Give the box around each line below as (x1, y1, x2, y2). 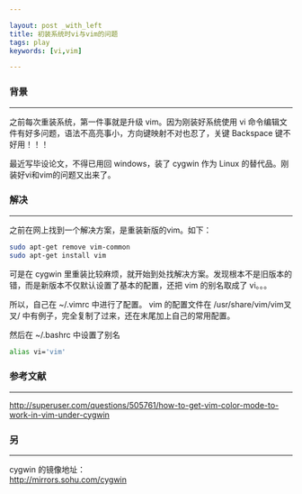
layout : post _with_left (9, 21, 102, 30)
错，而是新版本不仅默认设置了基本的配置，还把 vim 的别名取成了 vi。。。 (9, 279, 272, 290)
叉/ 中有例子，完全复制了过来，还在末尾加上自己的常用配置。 (9, 310, 235, 321)
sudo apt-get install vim (9, 251, 106, 260)
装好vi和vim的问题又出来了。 (9, 169, 116, 180)
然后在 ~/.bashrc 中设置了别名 (9, 329, 120, 340)
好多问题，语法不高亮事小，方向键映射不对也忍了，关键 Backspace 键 (24, 127, 283, 138)
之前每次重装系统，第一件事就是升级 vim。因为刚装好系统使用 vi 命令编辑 (9, 116, 280, 127)
